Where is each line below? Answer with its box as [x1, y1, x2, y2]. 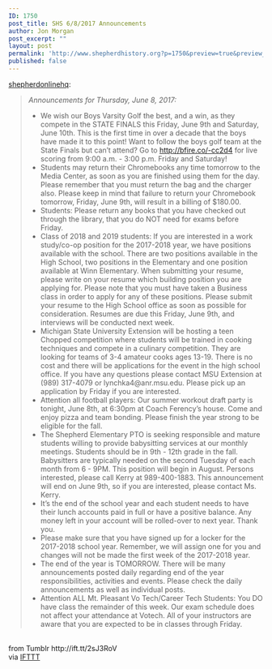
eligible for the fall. [40, 421, 103, 431]
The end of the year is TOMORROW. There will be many [40, 559, 226, 568]
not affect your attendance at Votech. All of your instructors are [40, 610, 252, 620]
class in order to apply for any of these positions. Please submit [40, 291, 253, 301]
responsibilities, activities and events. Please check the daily [40, 576, 243, 585]
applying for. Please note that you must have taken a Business [40, 283, 248, 293]
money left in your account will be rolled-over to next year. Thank [40, 516, 258, 525]
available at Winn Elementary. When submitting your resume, [40, 265, 244, 276]
